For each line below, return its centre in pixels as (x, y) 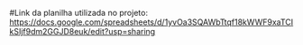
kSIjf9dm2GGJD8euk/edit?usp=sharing (83, 31)
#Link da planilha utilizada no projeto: (79, 13)
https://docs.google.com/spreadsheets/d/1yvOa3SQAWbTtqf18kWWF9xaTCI (151, 22)
